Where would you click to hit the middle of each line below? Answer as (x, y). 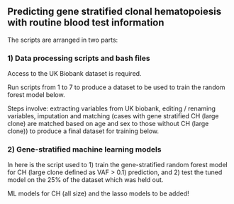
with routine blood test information (86, 23)
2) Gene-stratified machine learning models (84, 149)
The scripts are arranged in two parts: (63, 40)
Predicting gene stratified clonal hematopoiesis (115, 12)
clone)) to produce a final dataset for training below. (83, 131)
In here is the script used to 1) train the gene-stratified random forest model (118, 165)
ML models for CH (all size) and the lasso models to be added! (98, 193)
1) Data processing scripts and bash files (79, 58)
